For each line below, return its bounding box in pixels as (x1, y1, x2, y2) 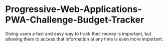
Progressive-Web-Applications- (5, 3, 142, 15)
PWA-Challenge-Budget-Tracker (5, 14, 144, 25)
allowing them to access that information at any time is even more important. (5, 36, 163, 42)
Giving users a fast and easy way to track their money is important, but (5, 30, 151, 36)
